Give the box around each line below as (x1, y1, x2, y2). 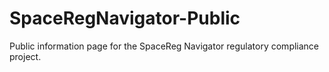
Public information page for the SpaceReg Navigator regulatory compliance (9, 40, 320, 52)
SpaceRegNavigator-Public (9, 7, 241, 30)
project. (9, 50, 42, 62)
